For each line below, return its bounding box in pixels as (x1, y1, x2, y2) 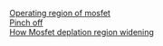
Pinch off (9, 17, 43, 28)
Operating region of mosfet (9, 8, 111, 18)
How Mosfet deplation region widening (9, 27, 154, 37)
